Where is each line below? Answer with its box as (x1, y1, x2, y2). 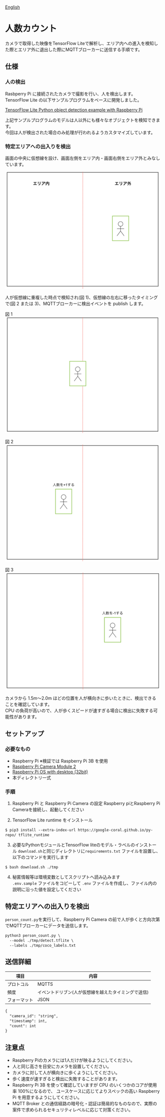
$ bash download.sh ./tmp (5, 864, 58, 869)
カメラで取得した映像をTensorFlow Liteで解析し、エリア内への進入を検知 (5, 40, 154, 46)
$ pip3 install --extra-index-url (5, 827, 76, 832)
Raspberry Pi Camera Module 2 (12, 763, 76, 769)
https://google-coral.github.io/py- (78, 827, 153, 832)
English (5, 4, 20, 10)
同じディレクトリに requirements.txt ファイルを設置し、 (46, 848, 161, 854)
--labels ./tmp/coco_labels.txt (9, 943, 76, 948)
